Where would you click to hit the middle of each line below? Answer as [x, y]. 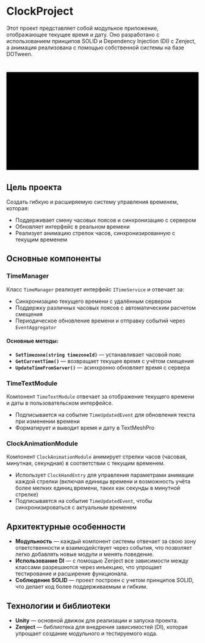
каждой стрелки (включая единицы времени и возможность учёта [103, 481]
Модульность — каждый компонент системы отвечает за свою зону [106, 541]
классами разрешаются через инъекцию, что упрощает [88, 567]
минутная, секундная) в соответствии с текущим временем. [86, 463]
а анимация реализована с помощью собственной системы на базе [95, 48]
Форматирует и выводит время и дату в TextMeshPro [85, 428]
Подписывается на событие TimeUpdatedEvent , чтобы [84, 501]
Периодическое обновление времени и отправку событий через [100, 321]
